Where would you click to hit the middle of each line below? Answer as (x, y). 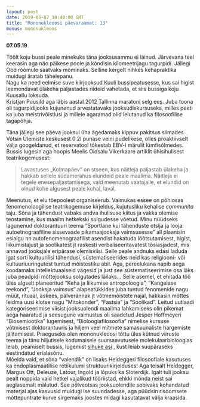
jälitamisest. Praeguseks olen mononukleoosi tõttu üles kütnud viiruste (93, 334)
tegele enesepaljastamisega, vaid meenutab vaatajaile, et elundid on (105, 182)
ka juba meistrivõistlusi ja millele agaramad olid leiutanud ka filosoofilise (95, 114)
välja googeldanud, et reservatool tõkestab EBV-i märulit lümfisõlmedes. (95, 145)
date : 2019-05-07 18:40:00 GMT (45, 17)
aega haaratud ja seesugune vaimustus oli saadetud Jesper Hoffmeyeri (94, 315)
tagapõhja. (19, 121)
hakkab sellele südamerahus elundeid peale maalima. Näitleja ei (99, 176)
